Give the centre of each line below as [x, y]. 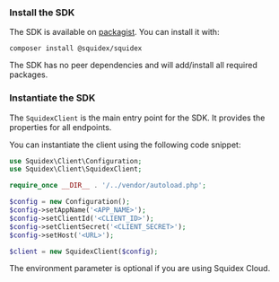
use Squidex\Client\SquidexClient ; [76, 169]
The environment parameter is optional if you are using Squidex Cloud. [140, 269]
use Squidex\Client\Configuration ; [76, 161]
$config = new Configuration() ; [70, 202]
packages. [29, 75]
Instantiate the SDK [52, 98]
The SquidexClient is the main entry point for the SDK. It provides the [137, 118]
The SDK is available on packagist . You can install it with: [114, 32]
